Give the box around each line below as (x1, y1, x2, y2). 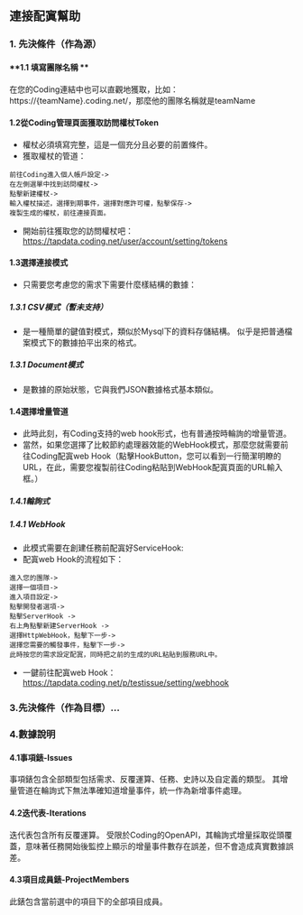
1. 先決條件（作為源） (9, 38, 102, 51)
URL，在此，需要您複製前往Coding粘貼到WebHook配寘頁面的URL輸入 (22, 462, 283, 473)
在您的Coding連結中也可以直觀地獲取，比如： (9, 84, 179, 95)
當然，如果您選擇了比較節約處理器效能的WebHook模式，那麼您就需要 (22, 439, 281, 450)
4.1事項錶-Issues (9, 752, 73, 762)
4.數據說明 (9, 728, 56, 741)
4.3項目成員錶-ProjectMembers (9, 874, 130, 885)
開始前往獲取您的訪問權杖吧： (22, 225, 133, 236)
